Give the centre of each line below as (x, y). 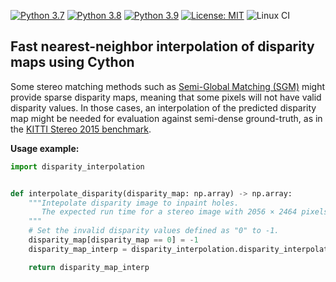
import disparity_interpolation (77, 166)
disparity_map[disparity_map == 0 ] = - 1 (113, 240)
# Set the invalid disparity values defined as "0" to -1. (154, 231)
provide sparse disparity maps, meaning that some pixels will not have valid (166, 97)
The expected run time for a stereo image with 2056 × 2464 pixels (185, 212)
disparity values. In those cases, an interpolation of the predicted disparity (163, 107)
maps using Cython (72, 62)
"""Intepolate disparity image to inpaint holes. (134, 203)
